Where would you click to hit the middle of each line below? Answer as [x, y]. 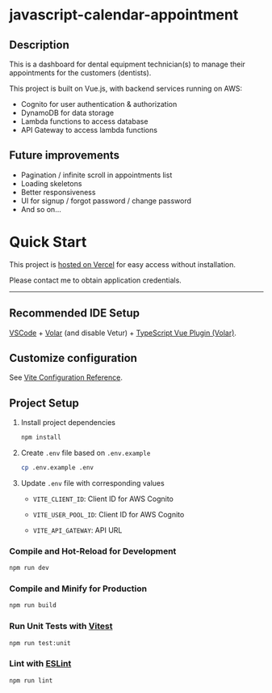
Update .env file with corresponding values [92, 483]
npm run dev [29, 568]
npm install [41, 438]
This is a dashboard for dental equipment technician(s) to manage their [127, 64]
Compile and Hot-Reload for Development [93, 551]
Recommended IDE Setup [75, 313]
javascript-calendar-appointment [124, 15]
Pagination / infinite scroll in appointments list [96, 175]
